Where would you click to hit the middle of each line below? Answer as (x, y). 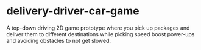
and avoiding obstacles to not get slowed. (59, 40)
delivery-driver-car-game (73, 11)
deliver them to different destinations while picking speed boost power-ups (100, 34)
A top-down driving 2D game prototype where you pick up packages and (98, 28)
